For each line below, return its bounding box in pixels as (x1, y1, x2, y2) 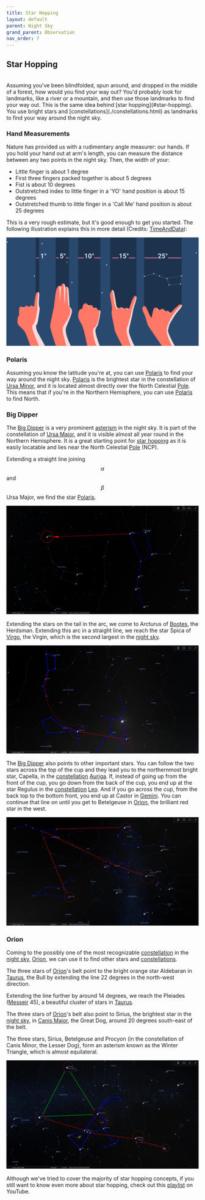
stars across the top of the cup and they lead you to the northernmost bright (6, 766, 198, 774)
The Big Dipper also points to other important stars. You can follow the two (6, 760, 194, 767)
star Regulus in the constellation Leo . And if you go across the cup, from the (6, 785, 198, 793)
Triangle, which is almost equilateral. (6, 1048, 98, 1056)
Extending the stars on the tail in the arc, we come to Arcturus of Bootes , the (6, 620, 199, 627)
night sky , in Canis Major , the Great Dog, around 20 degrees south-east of (6, 1017, 193, 1024)
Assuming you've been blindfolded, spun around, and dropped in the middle (6, 81, 198, 89)
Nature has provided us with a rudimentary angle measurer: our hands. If (6, 144, 190, 151)
